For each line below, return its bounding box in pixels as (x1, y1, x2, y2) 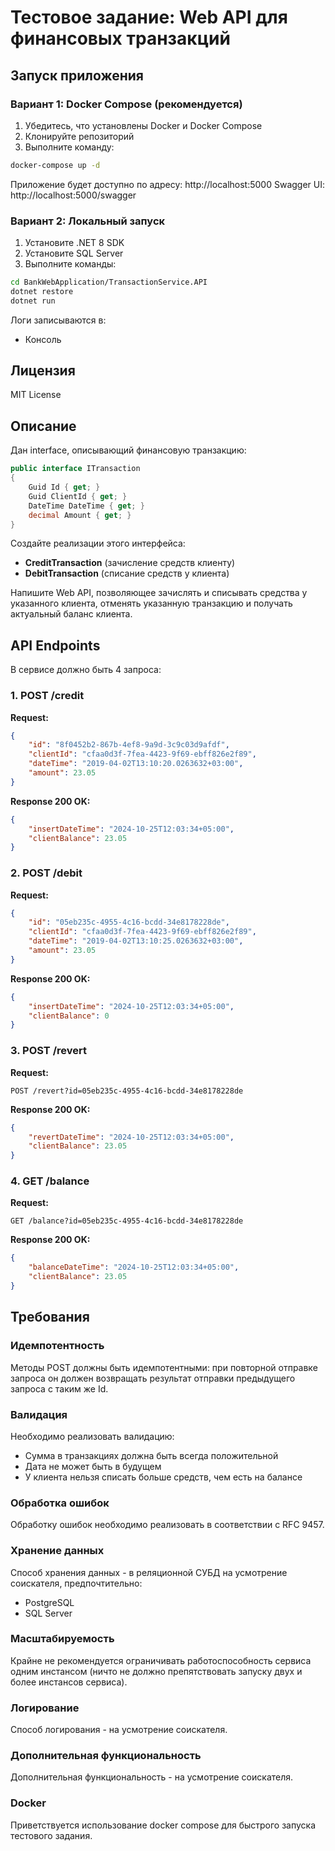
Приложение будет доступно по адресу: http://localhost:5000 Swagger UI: (10, 178, 326, 190)
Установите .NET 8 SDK (24, 237, 125, 249)
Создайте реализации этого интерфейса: (10, 537, 186, 550)
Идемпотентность (10, 1339, 105, 1353)
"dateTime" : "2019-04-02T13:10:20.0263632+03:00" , (28, 759, 244, 769)
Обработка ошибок (10, 1496, 110, 1510)
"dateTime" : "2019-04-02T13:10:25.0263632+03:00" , (28, 936, 244, 946)
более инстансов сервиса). (10, 1676, 128, 1688)
